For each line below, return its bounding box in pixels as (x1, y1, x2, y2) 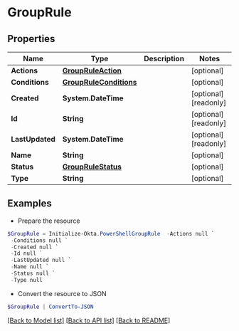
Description (143, 54, 185, 63)
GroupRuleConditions (62, 78, 137, 87)
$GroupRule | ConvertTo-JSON (7, 303, 94, 310)
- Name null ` (10, 263, 50, 270)
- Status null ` (10, 270, 55, 278)
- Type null (10, 276, 43, 283)
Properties (7, 33, 55, 45)
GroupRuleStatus (62, 162, 122, 172)
